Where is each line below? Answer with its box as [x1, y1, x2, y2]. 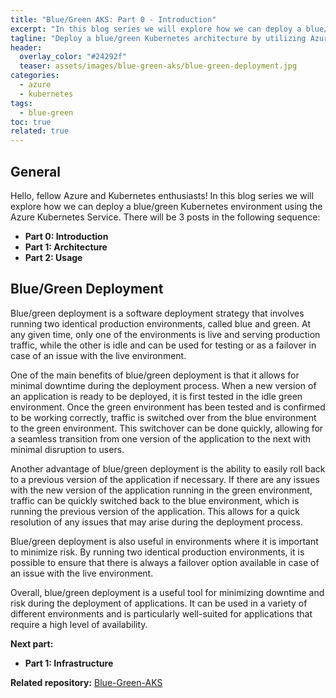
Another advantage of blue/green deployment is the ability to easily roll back [10, 462, 326, 475]
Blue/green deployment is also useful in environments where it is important [10, 535, 319, 547]
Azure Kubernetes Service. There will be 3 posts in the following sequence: [10, 211, 321, 223]
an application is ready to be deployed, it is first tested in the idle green [10, 390, 303, 402]
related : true [10, 126, 70, 136]
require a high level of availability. [10, 618, 148, 630]
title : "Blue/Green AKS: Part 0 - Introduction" [10, 14, 217, 25]
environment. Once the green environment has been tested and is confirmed [10, 401, 326, 413]
